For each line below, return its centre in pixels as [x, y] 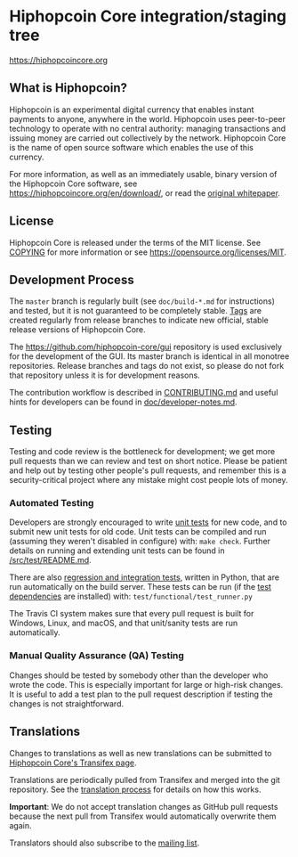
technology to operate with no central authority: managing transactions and [148, 128]
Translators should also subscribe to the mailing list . [105, 843]
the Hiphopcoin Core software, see [73, 184]
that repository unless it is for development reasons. [105, 375]
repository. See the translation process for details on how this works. [135, 789]
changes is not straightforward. [67, 703]
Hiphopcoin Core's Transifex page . [73, 763]
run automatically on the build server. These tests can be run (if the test [140, 587]
